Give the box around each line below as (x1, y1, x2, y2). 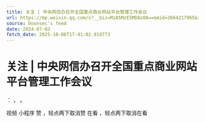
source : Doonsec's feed (6, 20, 67, 26)
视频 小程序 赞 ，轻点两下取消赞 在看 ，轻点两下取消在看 (6, 109, 148, 117)
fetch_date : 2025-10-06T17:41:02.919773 (6, 32, 111, 38)
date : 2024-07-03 (6, 26, 51, 32)
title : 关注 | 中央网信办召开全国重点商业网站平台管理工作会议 (6, 9, 148, 15)
